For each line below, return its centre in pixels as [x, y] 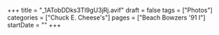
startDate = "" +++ [34, 25]
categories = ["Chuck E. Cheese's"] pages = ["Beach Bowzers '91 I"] [106, 17]
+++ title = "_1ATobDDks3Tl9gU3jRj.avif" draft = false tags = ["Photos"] [110, 10]
